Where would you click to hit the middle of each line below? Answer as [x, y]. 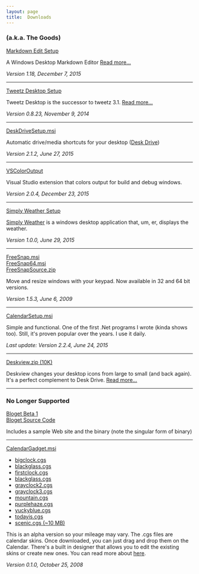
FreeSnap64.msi [26, 263]
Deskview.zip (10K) [29, 362]
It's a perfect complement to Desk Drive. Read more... [72, 380]
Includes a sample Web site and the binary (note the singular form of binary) [99, 432]
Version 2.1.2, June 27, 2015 [40, 153]
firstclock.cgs [31, 473]
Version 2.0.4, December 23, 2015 [48, 194]
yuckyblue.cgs [33, 511]
